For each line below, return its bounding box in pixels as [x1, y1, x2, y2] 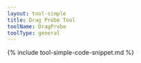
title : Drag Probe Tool [7, 17, 76, 24]
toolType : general [7, 29, 60, 37]
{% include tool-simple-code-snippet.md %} [7, 48, 135, 57]
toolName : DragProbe [7, 23, 67, 30]
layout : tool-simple [7, 10, 67, 17]
